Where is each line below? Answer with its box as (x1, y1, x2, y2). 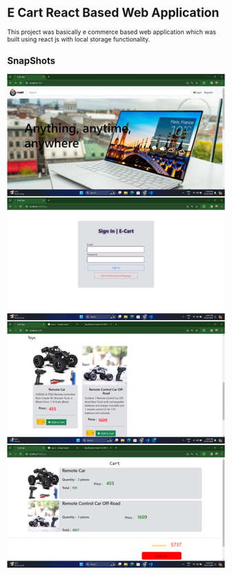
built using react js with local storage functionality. (7, 35, 151, 43)
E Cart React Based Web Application (7, 5, 220, 21)
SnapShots (7, 55, 56, 67)
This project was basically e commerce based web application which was (7, 28, 216, 36)
